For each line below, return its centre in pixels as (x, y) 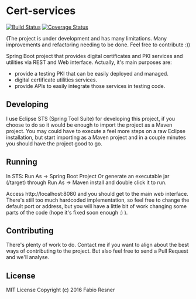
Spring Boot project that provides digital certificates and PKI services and (94, 56)
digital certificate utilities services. (56, 80)
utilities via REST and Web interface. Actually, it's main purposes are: (89, 62)
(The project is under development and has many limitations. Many (87, 38)
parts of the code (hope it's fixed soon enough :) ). (67, 212)
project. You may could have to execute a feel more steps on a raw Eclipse (96, 131)
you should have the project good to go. (54, 143)
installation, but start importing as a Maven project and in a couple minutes (96, 137)
